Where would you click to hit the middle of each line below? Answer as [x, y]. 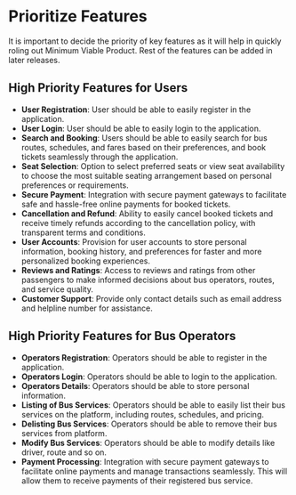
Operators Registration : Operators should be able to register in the [144, 357]
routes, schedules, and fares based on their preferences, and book [144, 147]
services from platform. [64, 433]
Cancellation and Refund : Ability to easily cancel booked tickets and [147, 213]
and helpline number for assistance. [87, 308]
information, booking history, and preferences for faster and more [141, 251]
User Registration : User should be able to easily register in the [136, 110]
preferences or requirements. [75, 185]
